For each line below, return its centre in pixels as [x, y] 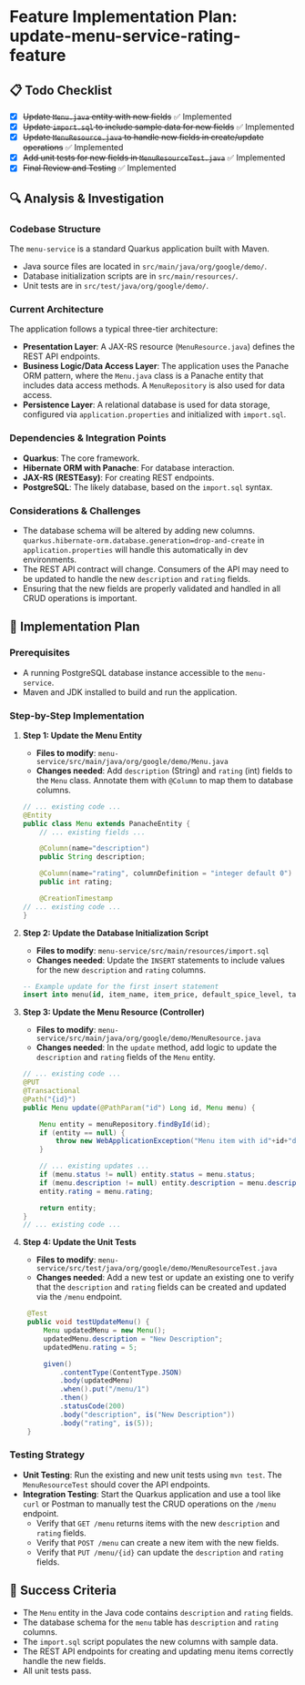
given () [58, 1363]
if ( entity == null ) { [82, 1133]
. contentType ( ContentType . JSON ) [121, 1373]
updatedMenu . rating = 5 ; [91, 1347]
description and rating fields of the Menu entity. [126, 1057]
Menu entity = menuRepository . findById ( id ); [125, 1124]
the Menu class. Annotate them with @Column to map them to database [165, 780]
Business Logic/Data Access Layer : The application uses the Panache [156, 366]
